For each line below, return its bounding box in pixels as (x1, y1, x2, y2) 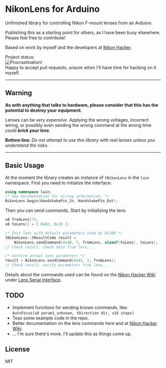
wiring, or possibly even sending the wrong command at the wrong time (5, 122, 152, 128)
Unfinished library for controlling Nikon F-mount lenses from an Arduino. (5, 20, 153, 26)
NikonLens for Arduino (5, 3, 100, 15)
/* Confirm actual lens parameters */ (5, 253, 85, 258)
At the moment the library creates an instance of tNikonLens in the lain (5, 175, 150, 181)
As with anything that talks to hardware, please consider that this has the (5, 102, 159, 108)
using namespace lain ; (5, 189, 52, 194)
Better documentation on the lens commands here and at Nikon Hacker (12, 320, 157, 326)
